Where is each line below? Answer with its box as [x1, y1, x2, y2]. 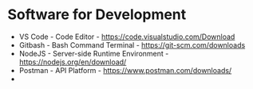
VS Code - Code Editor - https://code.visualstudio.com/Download [18, 32, 235, 41]
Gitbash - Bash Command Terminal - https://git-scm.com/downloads [18, 40, 246, 49]
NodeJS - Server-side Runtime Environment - [18, 48, 169, 58]
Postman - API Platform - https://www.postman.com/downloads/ [18, 65, 232, 75]
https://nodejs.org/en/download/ [18, 57, 127, 67]
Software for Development [7, 6, 187, 24]
